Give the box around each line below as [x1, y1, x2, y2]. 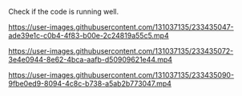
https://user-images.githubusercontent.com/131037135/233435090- [8, 70, 235, 79]
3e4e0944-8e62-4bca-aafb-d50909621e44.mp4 [8, 55, 173, 64]
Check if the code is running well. [8, 7, 119, 16]
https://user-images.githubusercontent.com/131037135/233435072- [8, 46, 234, 55]
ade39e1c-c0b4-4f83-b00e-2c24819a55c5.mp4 [8, 31, 170, 40]
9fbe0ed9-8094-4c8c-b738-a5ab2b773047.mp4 [8, 79, 172, 88]
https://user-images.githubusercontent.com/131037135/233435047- [8, 22, 234, 31]
